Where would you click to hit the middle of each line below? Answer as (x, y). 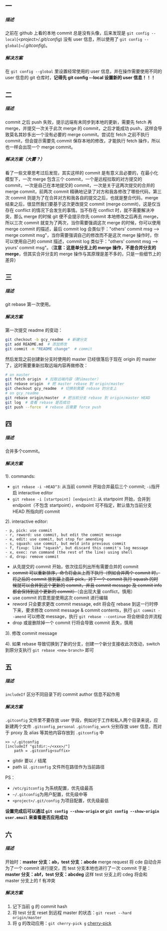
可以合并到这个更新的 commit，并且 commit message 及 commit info (91, 585)
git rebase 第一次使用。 (29, 305)
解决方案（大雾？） (25, 159)
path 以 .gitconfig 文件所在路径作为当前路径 (58, 767)
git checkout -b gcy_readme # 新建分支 (46, 339)
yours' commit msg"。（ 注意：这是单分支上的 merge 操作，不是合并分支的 (81, 247)
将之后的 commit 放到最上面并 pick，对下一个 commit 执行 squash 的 (83, 579)
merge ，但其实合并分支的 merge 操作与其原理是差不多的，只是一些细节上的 (83, 254)
